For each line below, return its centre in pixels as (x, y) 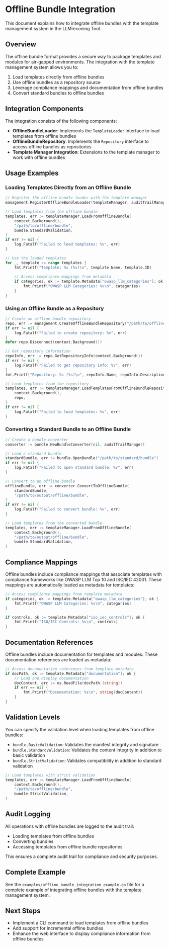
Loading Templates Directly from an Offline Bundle (68, 187)
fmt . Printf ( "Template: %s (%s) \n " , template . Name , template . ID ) (83, 268)
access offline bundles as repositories (52, 146)
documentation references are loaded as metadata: (58, 659)
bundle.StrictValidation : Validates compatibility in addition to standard (87, 760)
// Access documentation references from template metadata (70, 669)
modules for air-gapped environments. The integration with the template (80, 62)
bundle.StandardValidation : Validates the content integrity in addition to (87, 750)
